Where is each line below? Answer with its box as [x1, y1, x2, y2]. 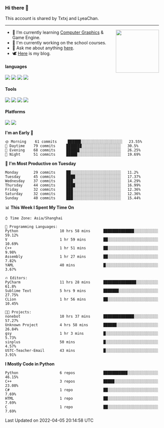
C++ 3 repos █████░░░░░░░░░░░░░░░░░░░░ [5, 379, 159, 384]
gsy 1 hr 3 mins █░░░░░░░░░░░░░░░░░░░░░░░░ [5, 331, 159, 336]
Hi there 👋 [5, 4, 29, 11]
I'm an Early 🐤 [5, 129, 34, 136]
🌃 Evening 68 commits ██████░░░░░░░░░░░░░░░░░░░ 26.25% [5, 147, 141, 153]
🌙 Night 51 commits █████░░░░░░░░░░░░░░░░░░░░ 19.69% [5, 152, 141, 157]
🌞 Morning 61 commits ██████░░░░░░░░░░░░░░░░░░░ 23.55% [5, 139, 143, 144]
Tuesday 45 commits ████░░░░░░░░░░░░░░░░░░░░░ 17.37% [5, 174, 141, 179]
